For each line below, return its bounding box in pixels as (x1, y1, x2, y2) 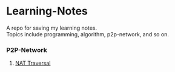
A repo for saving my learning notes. (6, 24, 97, 31)
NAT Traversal (15, 59, 51, 67)
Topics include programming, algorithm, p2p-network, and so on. (6, 30, 170, 38)
